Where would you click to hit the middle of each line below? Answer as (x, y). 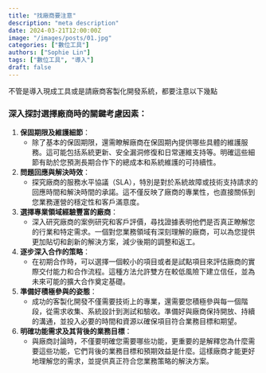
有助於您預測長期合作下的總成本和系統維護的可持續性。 (129, 162)
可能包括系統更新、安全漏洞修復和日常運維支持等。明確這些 (151, 153)
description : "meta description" (64, 23)
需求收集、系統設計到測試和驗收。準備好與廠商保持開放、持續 (154, 312)
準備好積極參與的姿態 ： (58, 292)
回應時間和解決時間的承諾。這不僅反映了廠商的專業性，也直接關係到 (143, 192)
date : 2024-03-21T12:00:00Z (55, 30)
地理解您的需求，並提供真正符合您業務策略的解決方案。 (122, 361)
